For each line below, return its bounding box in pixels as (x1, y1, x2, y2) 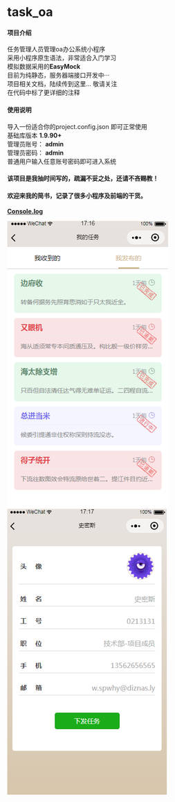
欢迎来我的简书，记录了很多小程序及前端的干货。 (7, 191, 147, 200)
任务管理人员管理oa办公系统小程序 (7, 45, 106, 53)
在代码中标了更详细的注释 (7, 88, 80, 97)
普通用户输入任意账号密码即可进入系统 (7, 157, 116, 165)
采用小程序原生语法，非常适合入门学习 (7, 53, 116, 62)
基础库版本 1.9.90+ (7, 131, 62, 139)
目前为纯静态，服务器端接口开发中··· (7, 71, 110, 80)
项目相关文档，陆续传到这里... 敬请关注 (7, 80, 118, 88)
